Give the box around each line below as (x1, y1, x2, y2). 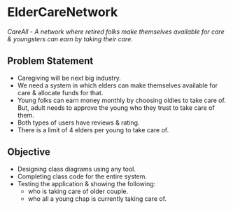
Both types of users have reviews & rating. (17, 118, 140, 127)
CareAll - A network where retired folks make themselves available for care (7, 27, 225, 36)
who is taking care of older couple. (27, 187, 128, 195)
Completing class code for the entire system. (17, 172, 148, 181)
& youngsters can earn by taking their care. (7, 34, 133, 43)
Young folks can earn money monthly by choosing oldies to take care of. (17, 96, 226, 104)
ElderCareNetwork (7, 4, 118, 20)
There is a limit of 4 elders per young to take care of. (17, 125, 169, 134)
